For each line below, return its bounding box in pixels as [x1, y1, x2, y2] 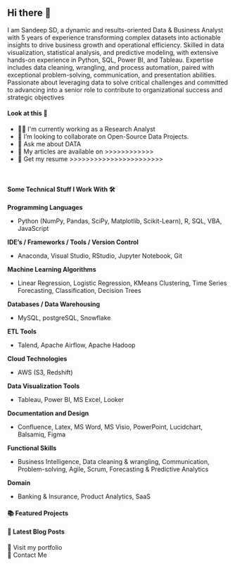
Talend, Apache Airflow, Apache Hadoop [17, 341, 136, 349]
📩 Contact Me [7, 551, 47, 560]
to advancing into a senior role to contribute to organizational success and [7, 85, 223, 94]
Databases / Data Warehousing [7, 300, 101, 308]
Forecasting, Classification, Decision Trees [17, 287, 142, 295]
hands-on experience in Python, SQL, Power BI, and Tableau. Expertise [7, 56, 213, 64]
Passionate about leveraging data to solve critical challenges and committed [7, 78, 229, 87]
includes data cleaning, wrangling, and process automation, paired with [7, 63, 215, 71]
